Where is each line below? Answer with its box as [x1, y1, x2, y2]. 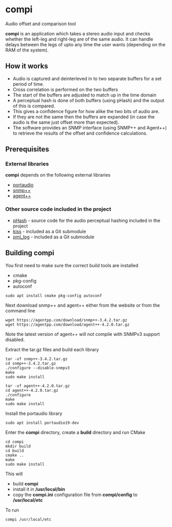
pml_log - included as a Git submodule [12, 234, 94, 240]
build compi [12, 480, 39, 486]
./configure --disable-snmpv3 [5, 365, 70, 370]
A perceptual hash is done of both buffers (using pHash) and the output [12, 97, 164, 103]
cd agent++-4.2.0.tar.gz [5, 388, 59, 393]
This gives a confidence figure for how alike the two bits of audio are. [12, 108, 160, 114]
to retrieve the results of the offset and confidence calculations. [12, 130, 148, 136]
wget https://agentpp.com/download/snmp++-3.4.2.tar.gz [5, 317, 127, 323]
